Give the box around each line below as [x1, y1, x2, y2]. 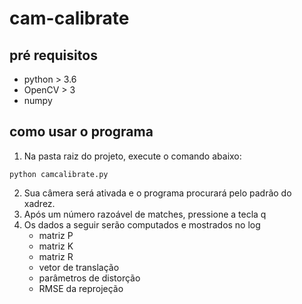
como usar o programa [9, 123, 154, 141]
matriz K [38, 240, 74, 252]
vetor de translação [38, 261, 120, 273]
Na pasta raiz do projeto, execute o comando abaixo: [23, 150, 242, 162]
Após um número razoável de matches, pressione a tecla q [23, 208, 267, 220]
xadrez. [23, 197, 56, 209]
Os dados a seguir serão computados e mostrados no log [23, 218, 261, 231]
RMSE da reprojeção [38, 282, 124, 294]
